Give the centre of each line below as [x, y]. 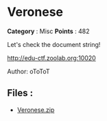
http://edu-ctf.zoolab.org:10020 [51, 58]
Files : [20, 93]
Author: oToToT [28, 71]
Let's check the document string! [54, 44]
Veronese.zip [36, 110]
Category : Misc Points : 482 [48, 31]
